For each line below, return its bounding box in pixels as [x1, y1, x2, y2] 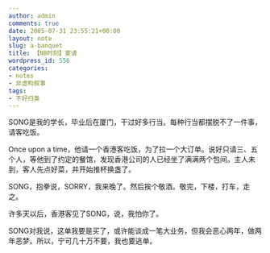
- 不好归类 [8, 94, 40, 102]
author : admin [8, 11, 56, 20]
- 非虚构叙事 [8, 79, 46, 87]
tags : [8, 86, 27, 95]
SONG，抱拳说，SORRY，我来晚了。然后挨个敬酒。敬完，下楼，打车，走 [8, 182, 251, 192]
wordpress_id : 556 [8, 57, 70, 65]
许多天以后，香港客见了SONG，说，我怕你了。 [8, 209, 164, 218]
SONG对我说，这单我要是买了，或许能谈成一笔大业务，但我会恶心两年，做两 [8, 226, 262, 236]
